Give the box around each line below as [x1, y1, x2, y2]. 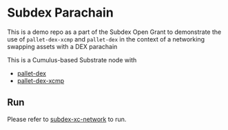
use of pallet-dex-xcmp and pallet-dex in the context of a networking [7, 35, 205, 43]
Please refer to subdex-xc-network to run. [7, 115, 127, 123]
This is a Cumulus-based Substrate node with [7, 55, 137, 64]
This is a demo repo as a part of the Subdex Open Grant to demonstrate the [7, 28, 222, 36]
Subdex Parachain [7, 5, 114, 21]
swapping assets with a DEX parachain [7, 42, 118, 50]
